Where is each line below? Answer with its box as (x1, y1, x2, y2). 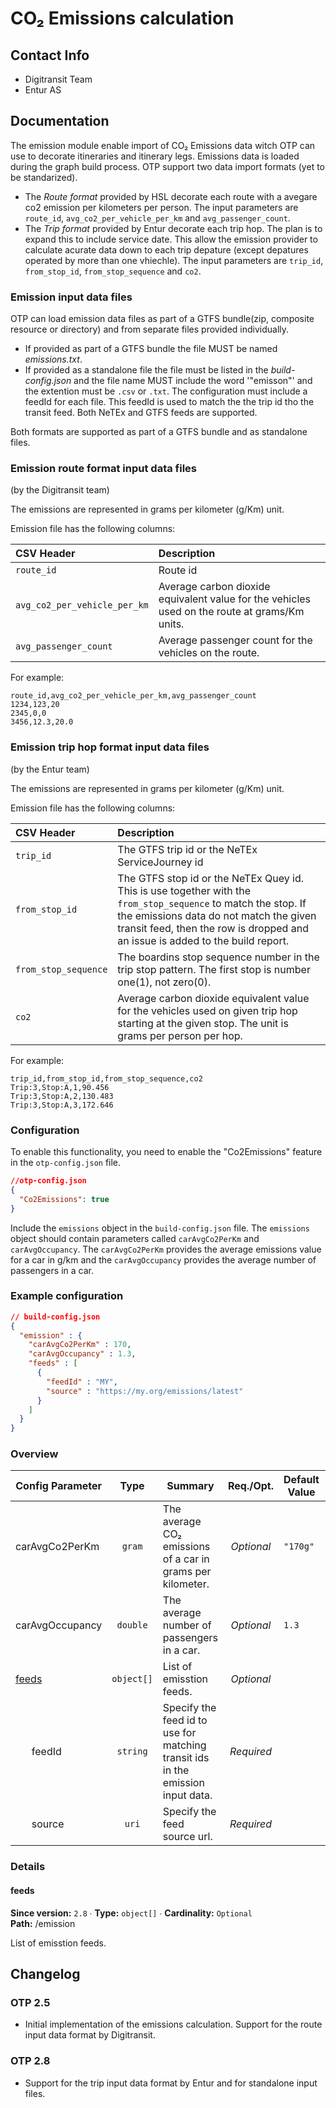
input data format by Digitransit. (24, 2029, 156, 2041)
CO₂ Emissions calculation (10, 7, 235, 30)
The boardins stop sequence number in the (117, 950, 320, 964)
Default (283, 1473, 320, 1487)
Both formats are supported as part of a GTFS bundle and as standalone (10, 426, 308, 438)
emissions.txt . (24, 353, 83, 366)
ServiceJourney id (117, 855, 204, 869)
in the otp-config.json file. (10, 1157, 122, 1168)
